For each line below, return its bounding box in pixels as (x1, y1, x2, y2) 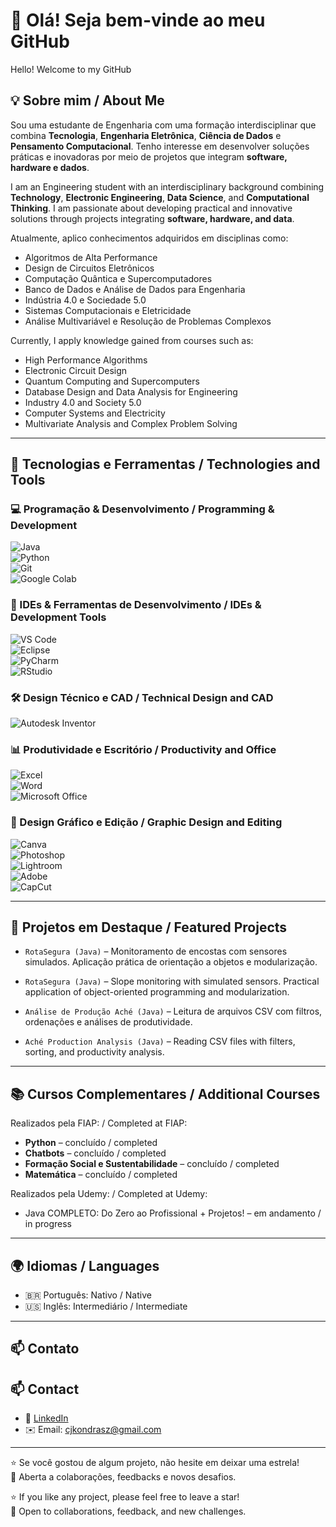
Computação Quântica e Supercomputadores (24, 272, 213, 284)
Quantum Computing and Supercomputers (24, 375, 200, 387)
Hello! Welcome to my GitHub (10, 63, 132, 75)
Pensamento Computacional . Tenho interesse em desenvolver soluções (10, 140, 310, 152)
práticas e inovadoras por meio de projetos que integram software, (10, 150, 288, 163)
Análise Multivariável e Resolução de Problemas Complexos (24, 315, 272, 327)
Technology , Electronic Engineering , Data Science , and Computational (10, 191, 310, 203)
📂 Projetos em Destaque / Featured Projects (10, 919, 288, 936)
